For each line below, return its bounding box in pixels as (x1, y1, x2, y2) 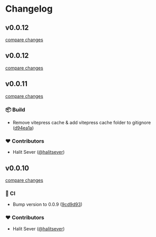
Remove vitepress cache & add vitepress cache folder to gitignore (12, 119, 151, 125)
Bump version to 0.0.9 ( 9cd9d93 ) (12, 201, 83, 208)
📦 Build (5, 106, 25, 113)
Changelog (5, 3, 53, 15)
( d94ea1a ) (12, 125, 34, 131)
